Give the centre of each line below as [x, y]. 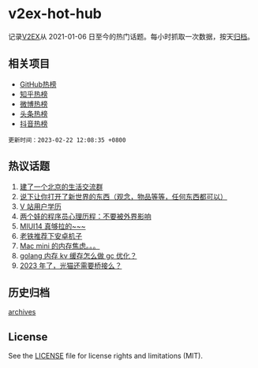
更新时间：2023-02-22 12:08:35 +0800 [67, 140]
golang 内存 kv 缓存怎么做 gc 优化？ [78, 255]
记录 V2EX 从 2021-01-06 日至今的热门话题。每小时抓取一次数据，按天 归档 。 [131, 36]
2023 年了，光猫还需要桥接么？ [71, 266]
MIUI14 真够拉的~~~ [52, 226]
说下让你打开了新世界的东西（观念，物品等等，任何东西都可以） [123, 196]
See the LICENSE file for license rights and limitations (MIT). [106, 356]
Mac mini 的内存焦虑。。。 [60, 246]
